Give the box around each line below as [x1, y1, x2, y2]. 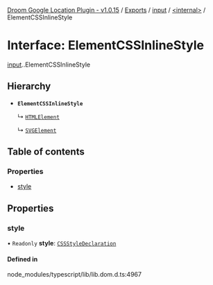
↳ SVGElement [17, 126, 57, 134]
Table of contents [7, 146, 85, 158]
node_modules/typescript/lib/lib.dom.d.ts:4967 [7, 270, 142, 279]
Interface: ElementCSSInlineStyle [7, 37, 205, 53]
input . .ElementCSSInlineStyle [7, 60, 91, 69]
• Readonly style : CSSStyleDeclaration [7, 239, 117, 248]
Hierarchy [7, 80, 51, 92]
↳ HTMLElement [17, 112, 60, 121]
